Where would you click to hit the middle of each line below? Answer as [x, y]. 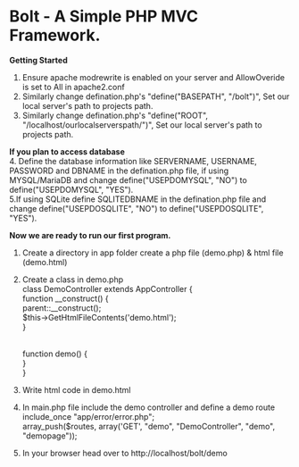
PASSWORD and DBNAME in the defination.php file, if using [119, 171]
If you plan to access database [67, 151]
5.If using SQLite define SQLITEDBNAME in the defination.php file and [137, 199]
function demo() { [54, 354]
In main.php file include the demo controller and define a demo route [148, 407]
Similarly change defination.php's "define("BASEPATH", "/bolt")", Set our [156, 96]
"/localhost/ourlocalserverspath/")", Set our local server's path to [142, 125]
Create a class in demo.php [72, 279]
